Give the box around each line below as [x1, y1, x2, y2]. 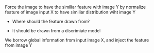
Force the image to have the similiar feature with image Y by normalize [5, 4, 146, 10]
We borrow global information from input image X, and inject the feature [5, 37, 149, 43]
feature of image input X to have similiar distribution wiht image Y [5, 9, 136, 15]
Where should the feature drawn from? [12, 19, 90, 24]
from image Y [5, 42, 33, 48]
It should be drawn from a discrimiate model [12, 28, 101, 33]
